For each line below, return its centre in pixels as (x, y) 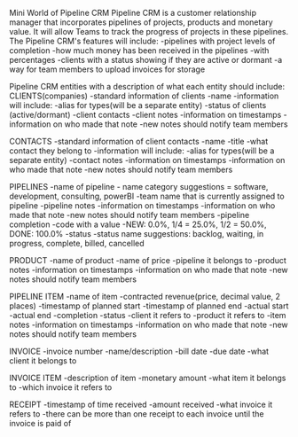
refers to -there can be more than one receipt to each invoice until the (137, 414)
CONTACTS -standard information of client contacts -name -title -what (139, 141)
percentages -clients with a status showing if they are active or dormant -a (146, 60)
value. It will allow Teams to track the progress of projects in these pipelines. (149, 31)
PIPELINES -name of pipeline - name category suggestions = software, (139, 187)
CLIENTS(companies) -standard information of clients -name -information (144, 96)
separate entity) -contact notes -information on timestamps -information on (147, 160)
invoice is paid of (40, 423)
